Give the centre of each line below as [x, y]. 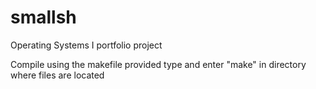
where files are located [57, 75]
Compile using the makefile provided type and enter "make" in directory [158, 64]
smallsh [43, 17]
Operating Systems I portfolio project [86, 45]
